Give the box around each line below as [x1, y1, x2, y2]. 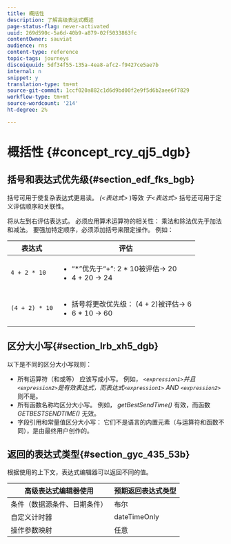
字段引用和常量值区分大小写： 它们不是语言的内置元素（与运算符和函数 [17, 418, 219, 426]
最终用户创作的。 [44, 426, 93, 435]
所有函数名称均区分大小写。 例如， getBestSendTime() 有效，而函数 [17, 400, 210, 409]
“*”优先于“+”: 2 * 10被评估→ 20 [71, 264, 177, 273]
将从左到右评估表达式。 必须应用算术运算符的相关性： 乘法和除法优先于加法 [7, 217, 222, 225]
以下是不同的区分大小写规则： [7, 360, 92, 368]
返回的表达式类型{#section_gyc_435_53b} [7, 448, 190, 460]
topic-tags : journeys [7, 55, 70, 62]
